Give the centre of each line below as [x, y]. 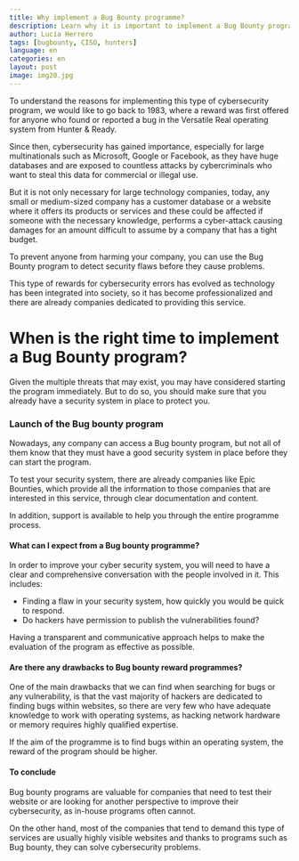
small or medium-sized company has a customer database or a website [140, 201]
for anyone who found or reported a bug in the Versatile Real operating [139, 119]
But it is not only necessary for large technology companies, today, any [139, 191]
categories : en [37, 59]
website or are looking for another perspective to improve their [124, 801]
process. [25, 524]
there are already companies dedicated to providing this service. [128, 302]
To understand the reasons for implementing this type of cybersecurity [139, 101]
